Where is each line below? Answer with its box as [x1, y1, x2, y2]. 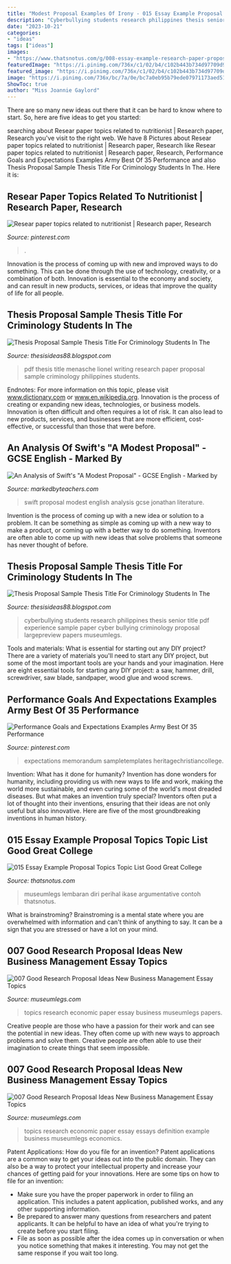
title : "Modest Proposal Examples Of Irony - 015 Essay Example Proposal [7, 10, 223, 17]
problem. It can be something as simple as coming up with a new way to [7, 519, 212, 527]
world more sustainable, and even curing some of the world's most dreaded [7, 785, 222, 793]
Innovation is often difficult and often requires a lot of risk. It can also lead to [7, 408, 223, 416]
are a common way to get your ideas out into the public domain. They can [7, 1154, 216, 1163]
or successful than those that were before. [35, 422, 156, 430]
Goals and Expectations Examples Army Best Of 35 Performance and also [7, 156, 217, 164]
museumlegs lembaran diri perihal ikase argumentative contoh [23, 890, 201, 898]
